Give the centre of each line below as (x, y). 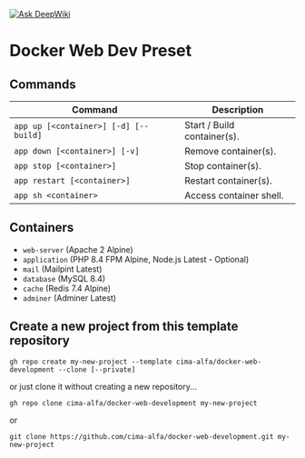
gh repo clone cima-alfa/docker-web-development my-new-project (133, 403)
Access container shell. (234, 195)
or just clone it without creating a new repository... (103, 386)
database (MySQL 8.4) (64, 278)
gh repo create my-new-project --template (91, 362)
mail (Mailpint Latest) (62, 269)
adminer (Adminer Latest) (69, 298)
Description (238, 110)
